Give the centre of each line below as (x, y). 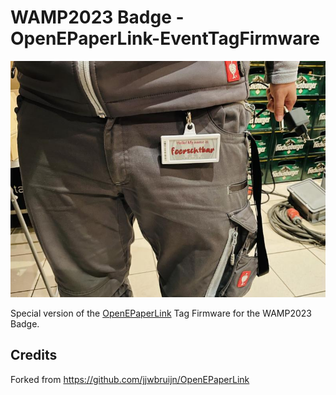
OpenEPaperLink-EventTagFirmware (165, 38)
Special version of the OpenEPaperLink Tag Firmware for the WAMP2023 (161, 313)
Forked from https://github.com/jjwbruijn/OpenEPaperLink (130, 379)
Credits (34, 355)
